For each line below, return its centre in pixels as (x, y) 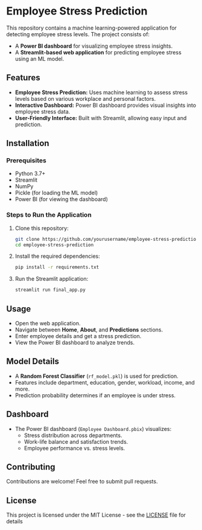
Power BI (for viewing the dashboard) (62, 199)
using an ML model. (39, 59)
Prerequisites (26, 161)
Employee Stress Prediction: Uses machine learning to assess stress (101, 92)
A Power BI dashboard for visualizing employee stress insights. (94, 46)
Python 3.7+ (30, 174)
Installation (28, 143)
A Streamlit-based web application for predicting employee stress (98, 52)
